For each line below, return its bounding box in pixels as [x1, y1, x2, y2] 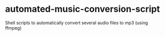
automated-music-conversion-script [5, 3, 160, 15]
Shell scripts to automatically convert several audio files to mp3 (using [5, 20, 148, 26]
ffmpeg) [5, 25, 22, 31]
